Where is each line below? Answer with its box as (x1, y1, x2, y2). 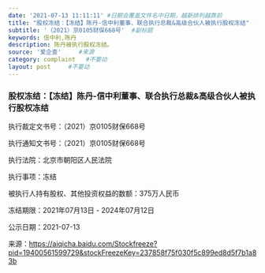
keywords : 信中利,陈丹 (8, 33, 77, 42)
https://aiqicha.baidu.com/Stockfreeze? (28, 239, 158, 249)
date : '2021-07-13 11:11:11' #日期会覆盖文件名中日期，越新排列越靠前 (8, 11, 222, 20)
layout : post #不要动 (8, 63, 90, 71)
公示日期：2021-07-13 (8, 223, 80, 232)
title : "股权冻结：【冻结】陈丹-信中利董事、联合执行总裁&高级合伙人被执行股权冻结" (8, 19, 250, 27)
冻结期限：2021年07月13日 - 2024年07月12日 (8, 206, 155, 215)
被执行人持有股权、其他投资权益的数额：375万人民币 (8, 189, 180, 198)
